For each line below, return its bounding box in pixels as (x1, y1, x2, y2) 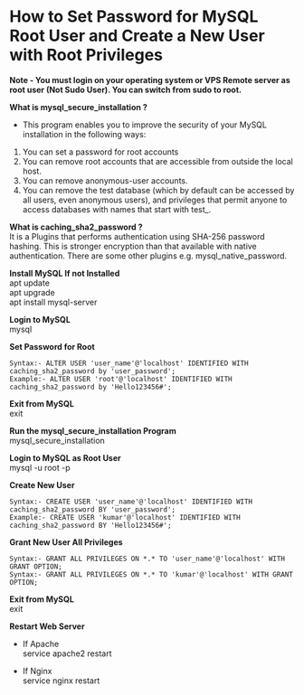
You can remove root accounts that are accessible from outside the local (22, 155, 294, 166)
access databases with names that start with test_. (22, 203, 212, 214)
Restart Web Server (9, 621, 85, 632)
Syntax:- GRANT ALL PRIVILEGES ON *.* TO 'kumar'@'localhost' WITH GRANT (9, 569, 294, 579)
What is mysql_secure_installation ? (9, 101, 147, 112)
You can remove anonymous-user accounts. (22, 174, 188, 186)
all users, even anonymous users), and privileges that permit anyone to (22, 194, 288, 205)
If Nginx (22, 665, 52, 676)
